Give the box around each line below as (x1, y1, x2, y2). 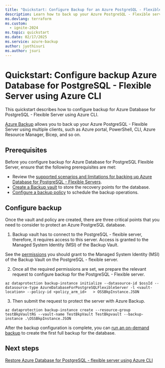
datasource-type (5, 285, 38, 290)
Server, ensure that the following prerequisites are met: (5, 164, 116, 170)
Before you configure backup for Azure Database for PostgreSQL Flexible (5, 159, 154, 165)
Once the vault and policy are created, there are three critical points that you (5, 217, 160, 223)
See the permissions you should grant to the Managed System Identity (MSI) (5, 252, 160, 257)
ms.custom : (5, 21, 27, 26)
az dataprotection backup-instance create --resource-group (5, 308, 131, 312)
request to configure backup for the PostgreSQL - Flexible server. (12, 271, 145, 278)
